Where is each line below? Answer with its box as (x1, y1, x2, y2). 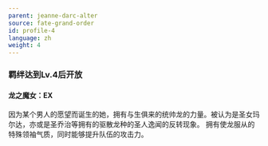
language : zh (8, 34, 52, 42)
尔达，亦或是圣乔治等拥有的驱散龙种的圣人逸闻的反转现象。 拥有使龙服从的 (8, 120, 255, 129)
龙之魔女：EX (8, 90, 53, 100)
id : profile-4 (8, 26, 56, 34)
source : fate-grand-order (8, 19, 94, 27)
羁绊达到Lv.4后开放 (8, 69, 83, 81)
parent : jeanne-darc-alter (8, 11, 98, 20)
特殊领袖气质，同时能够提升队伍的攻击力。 (8, 129, 148, 140)
